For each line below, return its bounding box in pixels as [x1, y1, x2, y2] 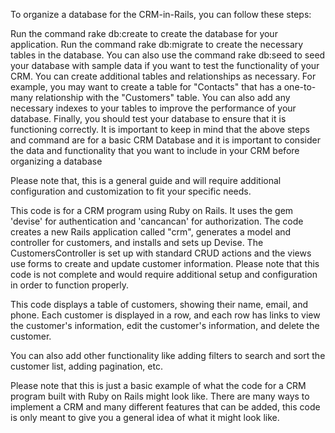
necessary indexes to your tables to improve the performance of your [10, 102, 297, 114]
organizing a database [10, 155, 103, 167]
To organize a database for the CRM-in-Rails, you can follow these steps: [10, 9, 312, 20]
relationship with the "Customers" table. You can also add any [34, 92, 291, 103]
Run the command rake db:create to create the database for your [10, 28, 278, 39]
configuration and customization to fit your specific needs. [10, 185, 252, 197]
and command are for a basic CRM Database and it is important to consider [10, 134, 321, 146]
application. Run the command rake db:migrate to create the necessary [10, 39, 304, 50]
